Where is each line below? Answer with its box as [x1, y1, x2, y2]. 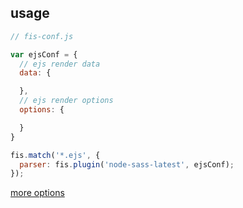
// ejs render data [19, 59, 101, 69]
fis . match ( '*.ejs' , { [10, 150, 101, 160]
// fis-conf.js [10, 31, 74, 41]
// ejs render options [19, 96, 114, 106]
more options [10, 187, 65, 199]
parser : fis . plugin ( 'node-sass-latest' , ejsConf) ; [19, 159, 235, 170]
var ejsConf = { [10, 49, 78, 60]
